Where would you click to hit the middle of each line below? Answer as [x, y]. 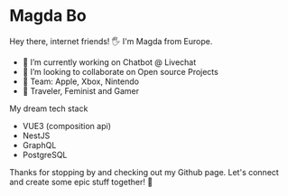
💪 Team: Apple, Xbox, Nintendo [81, 81]
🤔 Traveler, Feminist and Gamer [81, 90]
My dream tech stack [49, 108]
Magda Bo [48, 16]
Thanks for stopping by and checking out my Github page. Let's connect [144, 172]
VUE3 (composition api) [66, 126]
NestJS [36, 135]
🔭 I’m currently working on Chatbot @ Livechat [109, 62]
